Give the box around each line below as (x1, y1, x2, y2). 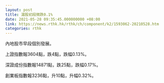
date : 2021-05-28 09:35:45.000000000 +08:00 (5, 17, 100, 22)
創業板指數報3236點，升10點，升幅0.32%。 (5, 72, 97, 78)
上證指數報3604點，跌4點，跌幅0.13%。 (5, 51, 89, 57)
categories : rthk (5, 26, 42, 31)
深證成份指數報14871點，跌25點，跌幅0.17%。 (5, 62, 101, 68)
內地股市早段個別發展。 (5, 41, 54, 47)
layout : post (5, 7, 33, 13)
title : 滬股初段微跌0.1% (5, 12, 53, 17)
